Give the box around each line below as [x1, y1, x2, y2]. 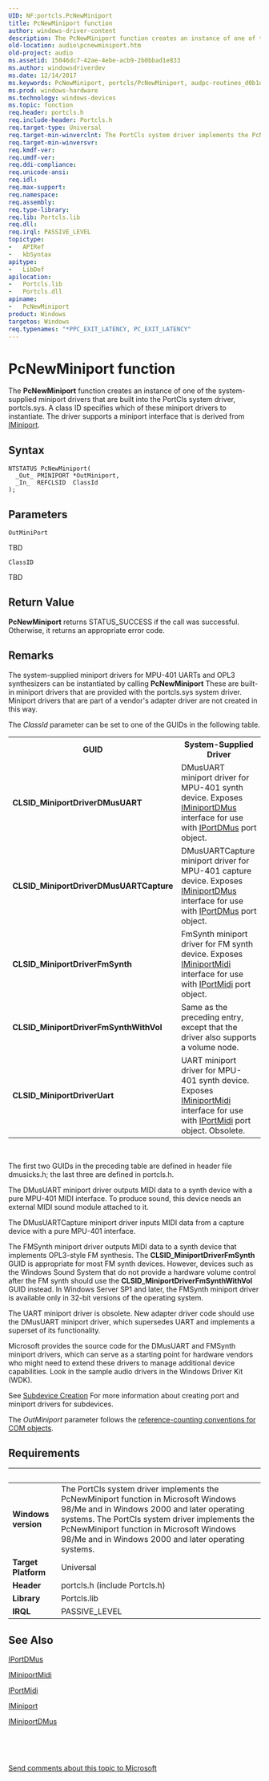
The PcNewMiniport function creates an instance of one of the [8, 386, 217, 396]
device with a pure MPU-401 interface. [8, 1226, 136, 1235]
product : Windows [8, 310, 66, 318]
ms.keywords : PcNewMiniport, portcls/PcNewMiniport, [8, 79, 188, 87]
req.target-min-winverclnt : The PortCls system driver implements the [8, 131, 249, 139]
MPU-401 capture [181, 865, 252, 876]
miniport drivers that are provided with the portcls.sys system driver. [15, 687, 242, 696]
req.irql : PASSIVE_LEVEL [8, 228, 91, 237]
